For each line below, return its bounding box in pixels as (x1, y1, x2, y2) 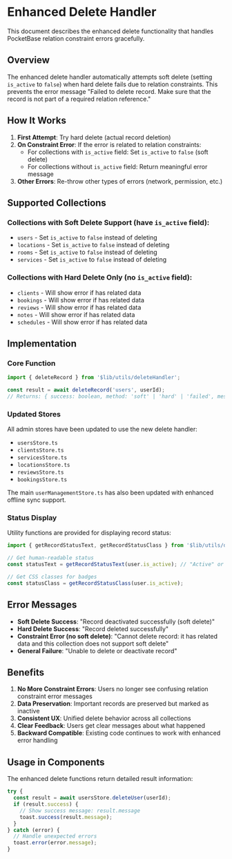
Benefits (7, 667, 45, 679)
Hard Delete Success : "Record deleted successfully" (17, 624, 169, 633)
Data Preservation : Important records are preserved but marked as (17, 699, 209, 708)
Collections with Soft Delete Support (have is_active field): (7, 218, 210, 227)
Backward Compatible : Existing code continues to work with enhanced (17, 729, 221, 737)
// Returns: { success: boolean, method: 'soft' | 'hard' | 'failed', (7, 393, 215, 400)
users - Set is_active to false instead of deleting (17, 233, 157, 242)
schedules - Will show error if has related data (17, 318, 148, 326)
